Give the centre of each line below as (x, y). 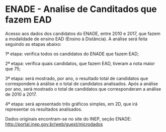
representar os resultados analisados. (44, 109)
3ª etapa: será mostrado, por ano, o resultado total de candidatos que (77, 78)
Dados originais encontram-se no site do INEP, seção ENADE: (68, 119)
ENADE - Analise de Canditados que (81, 9)
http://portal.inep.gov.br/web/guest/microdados (54, 124)
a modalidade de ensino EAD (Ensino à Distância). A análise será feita (76, 39)
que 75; (13, 69)
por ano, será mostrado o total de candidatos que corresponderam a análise (83, 89)
